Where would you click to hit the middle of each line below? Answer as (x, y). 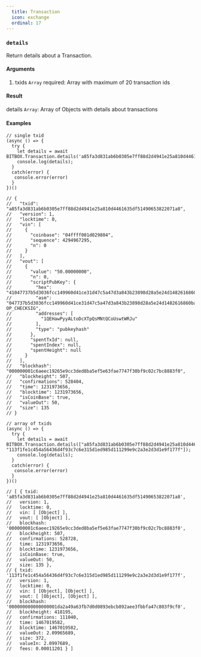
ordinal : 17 (27, 23)
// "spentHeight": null (44, 351)
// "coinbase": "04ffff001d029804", (60, 235)
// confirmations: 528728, (42, 539)
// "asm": (29, 298)
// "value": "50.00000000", (49, 272)
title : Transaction (36, 12)
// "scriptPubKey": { (41, 282)
